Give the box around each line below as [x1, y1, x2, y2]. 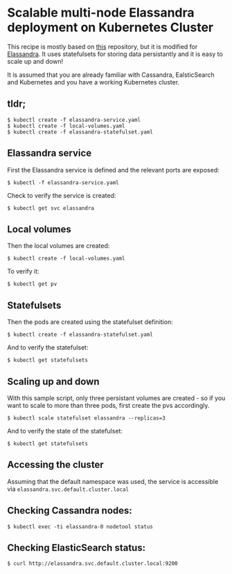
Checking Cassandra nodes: [7, 505, 133, 517]
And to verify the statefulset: [7, 343, 89, 352]
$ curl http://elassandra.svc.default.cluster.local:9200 [7, 560, 178, 567]
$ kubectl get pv [7, 280, 57, 288]
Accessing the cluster [7, 459, 104, 471]
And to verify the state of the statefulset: [7, 427, 123, 435]
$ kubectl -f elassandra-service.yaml [7, 179, 119, 186]
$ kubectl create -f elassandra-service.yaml [7, 116, 141, 123]
